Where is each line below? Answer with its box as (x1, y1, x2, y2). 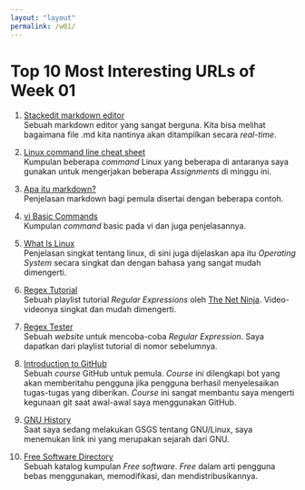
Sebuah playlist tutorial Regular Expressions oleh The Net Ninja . (23, 294, 262, 305)
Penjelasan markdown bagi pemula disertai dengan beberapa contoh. (23, 193, 284, 204)
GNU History (23, 415, 72, 426)
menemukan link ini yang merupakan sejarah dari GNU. (23, 434, 230, 445)
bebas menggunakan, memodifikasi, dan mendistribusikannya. (23, 471, 258, 482)
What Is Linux (23, 238, 75, 250)
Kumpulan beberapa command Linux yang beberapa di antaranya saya (23, 156, 290, 168)
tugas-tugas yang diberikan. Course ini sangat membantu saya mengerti (23, 387, 295, 398)
